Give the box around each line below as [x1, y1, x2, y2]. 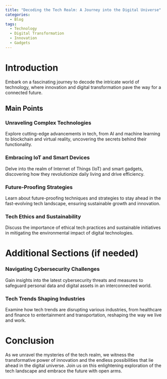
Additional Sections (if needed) [5, 248, 139, 259]
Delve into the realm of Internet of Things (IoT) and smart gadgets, [5, 165, 143, 172]
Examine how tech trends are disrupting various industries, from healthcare [5, 307, 162, 313]
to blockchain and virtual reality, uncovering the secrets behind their [5, 136, 147, 142]
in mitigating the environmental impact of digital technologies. [5, 230, 134, 236]
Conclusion [5, 335, 54, 347]
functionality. [5, 141, 33, 148]
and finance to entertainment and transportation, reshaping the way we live [5, 312, 162, 318]
